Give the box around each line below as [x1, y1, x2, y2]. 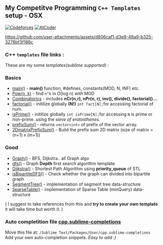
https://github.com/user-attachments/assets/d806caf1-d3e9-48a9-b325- [5, 34, 153, 39]
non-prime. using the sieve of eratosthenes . [12, 116, 101, 122]
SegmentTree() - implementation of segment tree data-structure [12, 181, 141, 187]
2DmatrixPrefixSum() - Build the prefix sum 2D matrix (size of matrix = [12, 127, 153, 133]
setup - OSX [5, 12, 43, 20]
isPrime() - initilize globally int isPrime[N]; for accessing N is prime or [12, 112, 153, 117]
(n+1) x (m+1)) [12, 132, 40, 138]
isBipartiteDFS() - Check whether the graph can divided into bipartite [12, 170, 151, 177]
